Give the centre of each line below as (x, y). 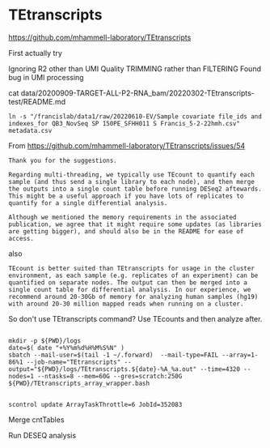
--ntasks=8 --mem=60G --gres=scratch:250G (110, 376)
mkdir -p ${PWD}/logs (45, 341)
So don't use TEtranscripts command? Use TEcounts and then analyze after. (135, 318)
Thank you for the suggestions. (63, 160)
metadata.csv (30, 130)
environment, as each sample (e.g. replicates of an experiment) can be (133, 275)
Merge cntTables (36, 420)
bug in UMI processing (46, 77)
